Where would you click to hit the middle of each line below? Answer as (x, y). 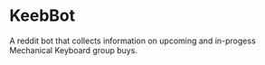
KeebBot (42, 16)
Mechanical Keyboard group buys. (74, 50)
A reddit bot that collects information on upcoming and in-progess (132, 41)
